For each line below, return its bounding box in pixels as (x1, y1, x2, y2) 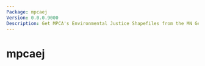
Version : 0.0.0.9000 (6, 15, 59, 21)
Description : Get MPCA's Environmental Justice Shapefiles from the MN (6, 20, 192, 26)
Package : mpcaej (6, 9, 48, 15)
